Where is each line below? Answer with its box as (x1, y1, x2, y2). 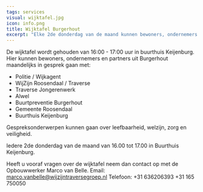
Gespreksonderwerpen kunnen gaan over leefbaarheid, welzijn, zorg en (6, 124, 187, 131)
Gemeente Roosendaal (15, 105, 73, 113)
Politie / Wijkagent (15, 73, 61, 80)
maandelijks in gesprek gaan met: (6, 62, 91, 69)
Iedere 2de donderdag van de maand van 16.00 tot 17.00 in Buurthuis (6, 142, 179, 149)
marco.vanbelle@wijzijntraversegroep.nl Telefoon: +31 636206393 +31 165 (6, 173, 195, 180)
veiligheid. (6, 130, 32, 138)
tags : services (6, 9, 45, 15)
